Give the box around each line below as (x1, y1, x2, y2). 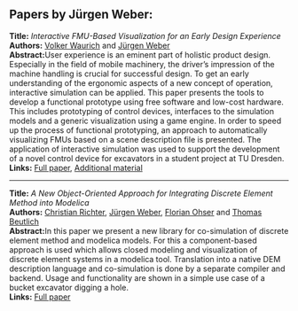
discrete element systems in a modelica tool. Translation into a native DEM (9, 253, 281, 264)
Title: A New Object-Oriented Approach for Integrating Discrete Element (9, 188, 273, 198)
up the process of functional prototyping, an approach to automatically (9, 124, 268, 136)
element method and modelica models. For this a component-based (9, 235, 257, 245)
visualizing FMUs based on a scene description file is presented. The (9, 134, 262, 144)
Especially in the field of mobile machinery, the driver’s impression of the (9, 58, 275, 69)
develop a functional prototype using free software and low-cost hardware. (9, 97, 284, 107)
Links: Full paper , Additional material (9, 162, 144, 173)
